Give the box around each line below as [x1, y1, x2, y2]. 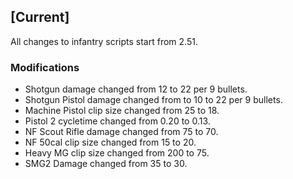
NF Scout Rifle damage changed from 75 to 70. [24, 126, 219, 138]
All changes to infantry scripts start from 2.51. [10, 35, 198, 47]
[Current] [10, 9, 70, 26]
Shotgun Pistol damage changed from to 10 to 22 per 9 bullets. [24, 94, 283, 106]
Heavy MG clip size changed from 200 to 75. [24, 147, 210, 159]
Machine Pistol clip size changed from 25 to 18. [24, 105, 220, 117]
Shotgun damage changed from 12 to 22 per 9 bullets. [24, 83, 248, 95]
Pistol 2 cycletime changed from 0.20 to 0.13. [24, 115, 211, 127]
